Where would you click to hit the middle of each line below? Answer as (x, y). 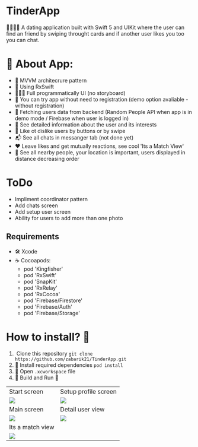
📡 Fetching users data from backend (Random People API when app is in (103, 112)
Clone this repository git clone (55, 353)
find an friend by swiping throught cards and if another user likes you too (95, 33)
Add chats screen (36, 205)
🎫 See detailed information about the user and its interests (86, 124)
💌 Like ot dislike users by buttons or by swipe (70, 131)
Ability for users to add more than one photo (69, 218)
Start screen (26, 391)
